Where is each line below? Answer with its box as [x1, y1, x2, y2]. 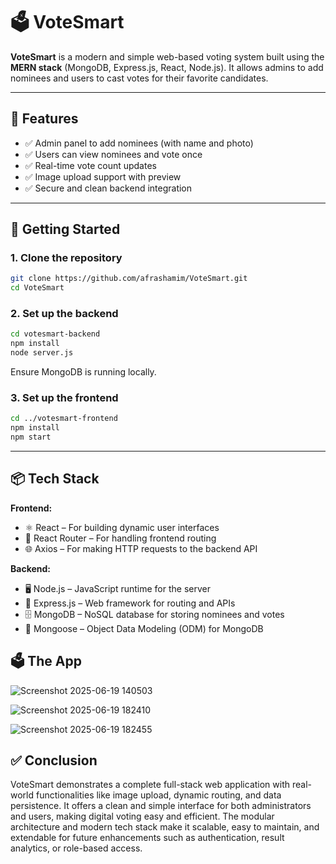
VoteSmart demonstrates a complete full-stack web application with [10, 779, 291, 791]
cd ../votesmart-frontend [10, 414, 118, 424]
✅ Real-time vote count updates [24, 159, 157, 171]
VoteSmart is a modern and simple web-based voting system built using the [10, 50, 325, 63]
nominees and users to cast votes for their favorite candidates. [10, 72, 269, 84]
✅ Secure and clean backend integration [24, 182, 193, 194]
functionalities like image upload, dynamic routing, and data [35, 789, 282, 801]
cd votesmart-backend [10, 329, 101, 339]
